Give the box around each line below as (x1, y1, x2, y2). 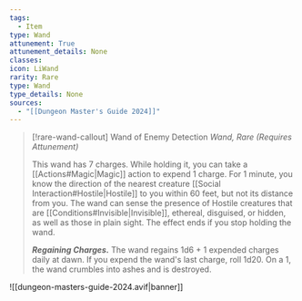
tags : (9, 13, 30, 23)
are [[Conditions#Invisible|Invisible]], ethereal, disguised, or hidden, (31, 207, 287, 219)
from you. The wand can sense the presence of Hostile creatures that (31, 198, 293, 209)
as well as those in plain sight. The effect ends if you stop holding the (31, 217, 292, 228)
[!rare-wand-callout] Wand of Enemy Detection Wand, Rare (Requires (31, 131, 293, 142)
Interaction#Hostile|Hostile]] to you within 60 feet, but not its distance (31, 188, 294, 199)
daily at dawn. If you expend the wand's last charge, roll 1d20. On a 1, (31, 254, 292, 265)
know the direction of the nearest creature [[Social (31, 179, 221, 190)
